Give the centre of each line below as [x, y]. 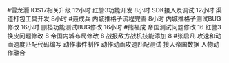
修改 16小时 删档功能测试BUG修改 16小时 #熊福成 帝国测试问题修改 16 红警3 [114, 27]
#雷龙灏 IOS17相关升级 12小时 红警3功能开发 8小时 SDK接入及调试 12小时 [111, 10]
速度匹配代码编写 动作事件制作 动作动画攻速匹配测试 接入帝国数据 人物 [113, 44]
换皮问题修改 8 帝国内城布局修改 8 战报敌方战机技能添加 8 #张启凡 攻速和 [111, 36]
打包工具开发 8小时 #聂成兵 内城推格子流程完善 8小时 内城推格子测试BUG [117, 18]
